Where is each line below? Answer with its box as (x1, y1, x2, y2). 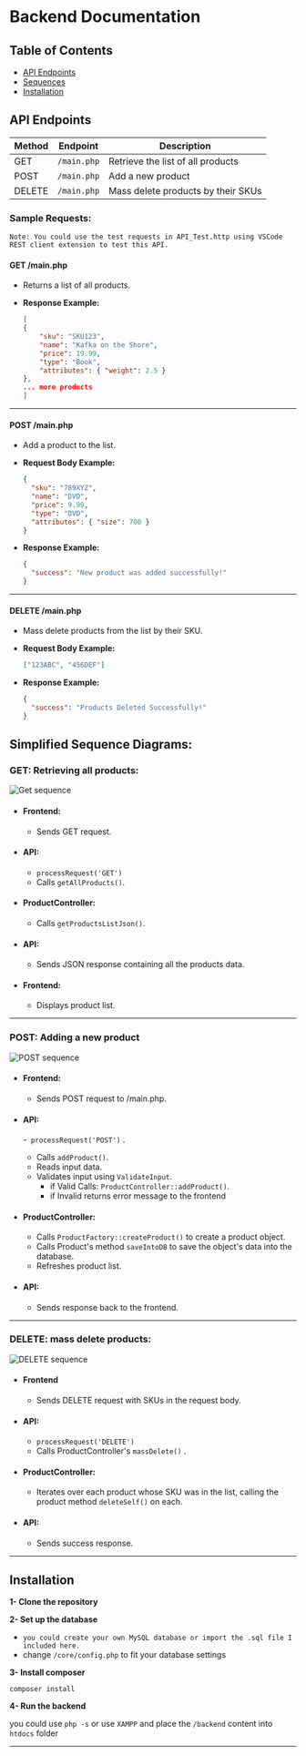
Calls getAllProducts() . (36, 876, 126, 887)
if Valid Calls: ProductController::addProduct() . (49, 1181, 230, 1192)
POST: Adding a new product (9, 1031, 140, 1044)
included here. (22, 1641, 81, 1650)
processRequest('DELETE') (36, 1437, 135, 1447)
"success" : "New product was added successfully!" (31, 568, 228, 577)
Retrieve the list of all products (107, 155, 239, 168)
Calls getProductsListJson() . (36, 918, 146, 929)
